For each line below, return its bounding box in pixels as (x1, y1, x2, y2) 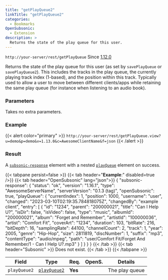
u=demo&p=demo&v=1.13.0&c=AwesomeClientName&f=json (5, 139, 116, 144)
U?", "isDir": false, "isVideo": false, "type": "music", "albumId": (5, 209, 134, 215)
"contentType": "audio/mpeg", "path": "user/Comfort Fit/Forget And (5, 235, 145, 241)
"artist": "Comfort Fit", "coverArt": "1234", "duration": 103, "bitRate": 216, (5, 219, 155, 226)
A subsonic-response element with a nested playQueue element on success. (5, 162, 161, 168)
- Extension (10, 31, 35, 36)
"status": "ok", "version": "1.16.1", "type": (32, 182, 116, 188)
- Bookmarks (10, 21, 35, 27)
